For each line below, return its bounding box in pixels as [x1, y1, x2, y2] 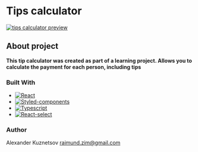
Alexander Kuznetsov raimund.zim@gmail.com [6, 139, 121, 147]
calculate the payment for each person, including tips [6, 63, 142, 70]
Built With [6, 78, 36, 86]
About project [6, 41, 58, 51]
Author [6, 125, 27, 134]
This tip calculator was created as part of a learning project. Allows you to [6, 57, 192, 64]
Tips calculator [6, 4, 82, 18]
